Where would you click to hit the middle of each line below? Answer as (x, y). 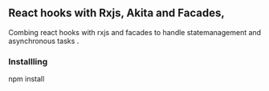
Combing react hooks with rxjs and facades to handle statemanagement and (135, 32)
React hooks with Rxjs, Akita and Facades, (116, 13)
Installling (28, 61)
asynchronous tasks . (44, 41)
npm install (26, 79)
